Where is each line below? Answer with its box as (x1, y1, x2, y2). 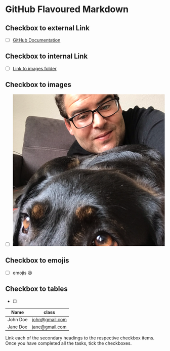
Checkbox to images (5, 80, 72, 89)
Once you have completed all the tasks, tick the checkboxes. (5, 340, 132, 346)
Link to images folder (12, 65, 57, 71)
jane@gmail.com (32, 324, 67, 330)
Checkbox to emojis (5, 256, 69, 265)
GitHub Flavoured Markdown (5, 4, 129, 15)
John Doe (7, 317, 28, 323)
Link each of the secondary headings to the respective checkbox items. (5, 335, 155, 341)
